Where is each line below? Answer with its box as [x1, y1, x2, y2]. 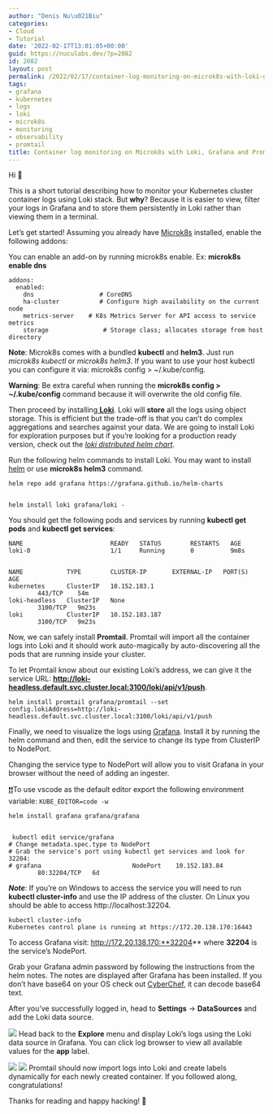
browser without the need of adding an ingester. [8, 768, 170, 778]
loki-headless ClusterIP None [8, 597, 126, 605]
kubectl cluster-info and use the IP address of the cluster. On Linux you [8, 892, 250, 902]
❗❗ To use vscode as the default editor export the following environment [8, 785, 245, 794]
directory [8, 333, 42, 342]
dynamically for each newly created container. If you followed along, [8, 1072, 237, 1081]
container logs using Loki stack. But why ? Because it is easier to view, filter [8, 194, 260, 204]
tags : [8, 80, 27, 88]
